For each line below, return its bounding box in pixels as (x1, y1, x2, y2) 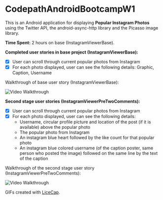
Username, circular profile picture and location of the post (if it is (19, 119, 151, 125)
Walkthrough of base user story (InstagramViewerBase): (5, 80, 119, 86)
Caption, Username (12, 70, 52, 76)
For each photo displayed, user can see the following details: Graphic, (12, 64, 154, 70)
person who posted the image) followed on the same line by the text (19, 150, 158, 156)
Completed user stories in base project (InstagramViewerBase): (5, 49, 138, 55)
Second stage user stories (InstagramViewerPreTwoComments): (5, 98, 140, 104)
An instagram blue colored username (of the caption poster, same (19, 145, 154, 151)
